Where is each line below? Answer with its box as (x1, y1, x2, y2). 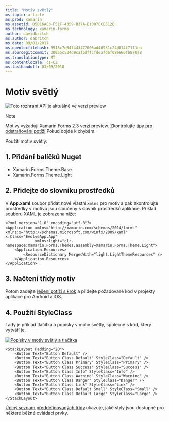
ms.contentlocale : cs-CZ (5, 60, 58, 65)
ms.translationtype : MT (5, 54, 56, 60)
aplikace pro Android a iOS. (5, 293, 62, 299)
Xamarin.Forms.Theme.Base (12, 166, 72, 172)
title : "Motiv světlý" (5, 7, 53, 13)
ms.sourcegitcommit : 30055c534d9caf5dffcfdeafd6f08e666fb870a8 (5, 50, 142, 55)
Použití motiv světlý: (5, 138, 48, 144)
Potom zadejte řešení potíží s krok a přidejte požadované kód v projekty (5, 288, 155, 294)
